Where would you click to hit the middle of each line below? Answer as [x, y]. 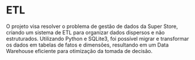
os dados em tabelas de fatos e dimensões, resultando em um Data [87, 45]
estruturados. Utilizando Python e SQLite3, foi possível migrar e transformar [97, 38]
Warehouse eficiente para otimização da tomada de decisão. [79, 51]
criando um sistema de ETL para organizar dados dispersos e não [85, 32]
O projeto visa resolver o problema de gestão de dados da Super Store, [92, 26]
